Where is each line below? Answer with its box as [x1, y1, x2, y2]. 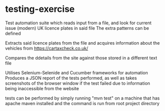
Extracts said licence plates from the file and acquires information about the [5, 40, 160, 46]
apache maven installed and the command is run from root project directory [5, 100, 160, 106]
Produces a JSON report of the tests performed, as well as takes [5, 75, 137, 81]
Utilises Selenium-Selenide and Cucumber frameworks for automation [5, 69, 148, 75]
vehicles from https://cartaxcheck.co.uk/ [5, 45, 88, 51]
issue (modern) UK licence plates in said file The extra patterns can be [5, 25, 150, 31]
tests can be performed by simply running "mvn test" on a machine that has [5, 95, 160, 101]
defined [5, 30, 21, 36]
